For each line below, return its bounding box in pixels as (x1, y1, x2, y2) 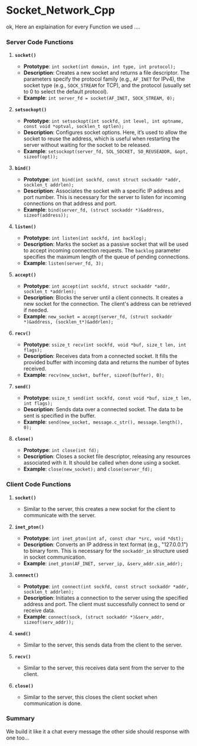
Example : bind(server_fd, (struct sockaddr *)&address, (23, 206, 165, 213)
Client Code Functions (6, 481, 71, 489)
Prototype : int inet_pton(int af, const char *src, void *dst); (23, 534, 184, 542)
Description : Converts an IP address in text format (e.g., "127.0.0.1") (23, 540, 188, 548)
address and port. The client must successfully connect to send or (23, 600, 185, 607)
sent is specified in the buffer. (23, 412, 96, 420)
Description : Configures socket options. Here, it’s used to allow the (23, 129, 188, 136)
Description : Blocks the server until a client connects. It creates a (23, 294, 183, 301)
